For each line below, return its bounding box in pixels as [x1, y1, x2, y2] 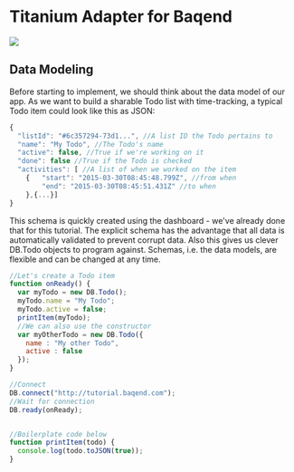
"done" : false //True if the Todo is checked [17, 157, 193, 166]
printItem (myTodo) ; [17, 313, 91, 323]
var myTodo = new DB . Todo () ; [17, 288, 128, 297]
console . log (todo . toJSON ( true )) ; [17, 447, 144, 456]
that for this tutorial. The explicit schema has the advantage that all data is [9, 225, 285, 236]
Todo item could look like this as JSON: [9, 105, 156, 116]
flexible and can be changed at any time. [9, 254, 161, 265]
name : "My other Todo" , [25, 338, 119, 348]
